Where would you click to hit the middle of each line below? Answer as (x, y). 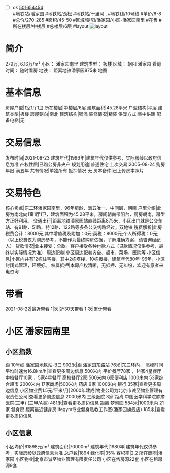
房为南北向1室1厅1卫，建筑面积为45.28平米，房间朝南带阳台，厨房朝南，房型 (85, 214)
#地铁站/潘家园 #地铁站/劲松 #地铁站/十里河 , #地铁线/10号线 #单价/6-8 (87, 14)
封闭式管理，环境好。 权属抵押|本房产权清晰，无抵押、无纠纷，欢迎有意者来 (84, 265)
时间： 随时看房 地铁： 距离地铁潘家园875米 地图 (56, 70)
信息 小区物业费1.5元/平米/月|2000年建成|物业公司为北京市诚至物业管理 (84, 390)
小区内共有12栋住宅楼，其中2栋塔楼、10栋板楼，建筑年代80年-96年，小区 (88, 259)
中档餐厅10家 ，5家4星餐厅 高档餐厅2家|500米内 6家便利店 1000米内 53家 (82, 377)
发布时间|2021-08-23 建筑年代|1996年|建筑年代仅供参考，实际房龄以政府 (81, 157)
